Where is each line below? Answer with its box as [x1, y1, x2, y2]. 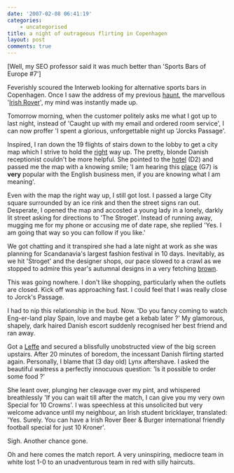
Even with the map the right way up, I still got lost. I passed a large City [7, 191, 212, 199]
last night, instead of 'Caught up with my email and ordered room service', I [7, 119, 224, 127]
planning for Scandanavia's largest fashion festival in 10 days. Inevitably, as [7, 250, 225, 258]
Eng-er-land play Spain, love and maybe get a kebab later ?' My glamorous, [7, 314, 226, 322]
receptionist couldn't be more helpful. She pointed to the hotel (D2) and [7, 155, 214, 164]
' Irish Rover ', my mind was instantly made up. [7, 98, 138, 106]
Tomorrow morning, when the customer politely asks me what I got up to [7, 112, 217, 120]
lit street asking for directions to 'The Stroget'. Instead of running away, [7, 213, 213, 222]
